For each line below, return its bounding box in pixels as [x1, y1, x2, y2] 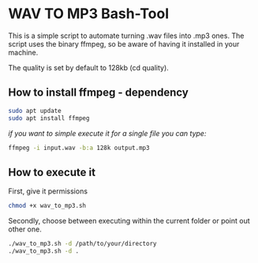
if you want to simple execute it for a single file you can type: [8, 128, 207, 138]
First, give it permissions [8, 186, 88, 196]
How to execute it [8, 165, 96, 178]
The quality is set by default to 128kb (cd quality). [8, 62, 170, 72]
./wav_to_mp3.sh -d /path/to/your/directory [8, 240, 157, 248]
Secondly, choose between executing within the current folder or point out [8, 216, 250, 226]
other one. [8, 224, 42, 234]
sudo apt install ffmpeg [8, 114, 90, 122]
